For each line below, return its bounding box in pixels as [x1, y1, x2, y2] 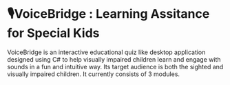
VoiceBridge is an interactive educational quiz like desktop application [7, 48, 206, 56]
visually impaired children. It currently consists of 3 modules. [7, 70, 180, 78]
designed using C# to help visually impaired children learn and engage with [7, 55, 222, 63]
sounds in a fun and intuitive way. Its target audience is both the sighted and [7, 62, 224, 71]
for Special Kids [7, 25, 100, 41]
